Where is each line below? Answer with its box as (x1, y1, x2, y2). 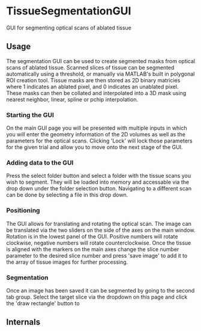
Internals (6, 317, 41, 327)
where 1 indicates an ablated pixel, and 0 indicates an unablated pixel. (6, 83, 179, 90)
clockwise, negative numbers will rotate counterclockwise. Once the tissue (6, 239, 191, 246)
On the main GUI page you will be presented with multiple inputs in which (6, 124, 187, 132)
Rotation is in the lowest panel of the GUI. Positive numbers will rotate (6, 232, 178, 240)
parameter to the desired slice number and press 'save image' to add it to (6, 252, 188, 259)
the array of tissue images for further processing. (6, 258, 128, 266)
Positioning (6, 206, 40, 214)
